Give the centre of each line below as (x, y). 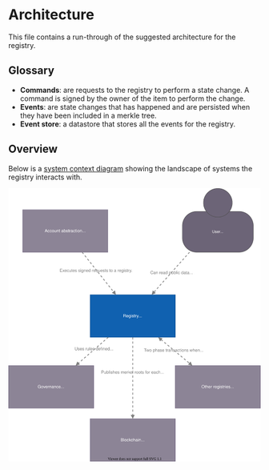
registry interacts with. (45, 177)
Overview (33, 149)
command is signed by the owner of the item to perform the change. (132, 98)
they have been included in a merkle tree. (88, 115)
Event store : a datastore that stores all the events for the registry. (128, 124)
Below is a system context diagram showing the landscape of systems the (130, 168)
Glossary (31, 71)
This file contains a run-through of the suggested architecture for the (122, 37)
